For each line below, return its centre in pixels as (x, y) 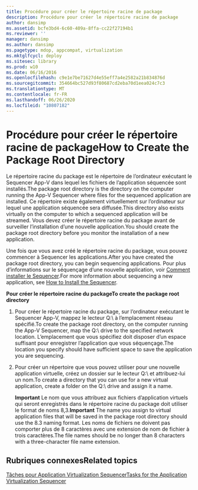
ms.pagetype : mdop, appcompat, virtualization (64, 50)
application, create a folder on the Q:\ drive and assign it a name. (94, 386)
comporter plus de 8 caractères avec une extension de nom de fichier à (102, 429)
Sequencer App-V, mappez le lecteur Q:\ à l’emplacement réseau (94, 318)
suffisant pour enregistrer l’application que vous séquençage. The (94, 343)
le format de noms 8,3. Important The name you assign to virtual (93, 411)
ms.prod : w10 (22, 67)
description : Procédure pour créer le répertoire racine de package (92, 17)
